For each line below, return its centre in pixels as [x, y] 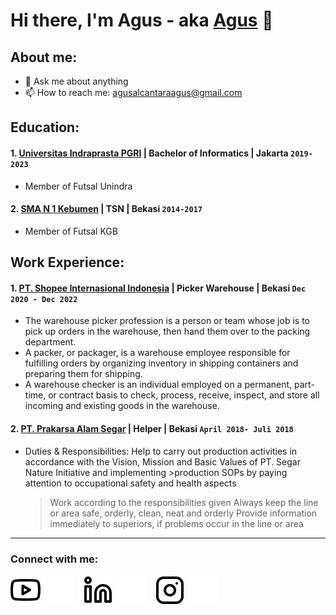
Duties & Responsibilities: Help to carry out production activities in [161, 451]
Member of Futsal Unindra [78, 186]
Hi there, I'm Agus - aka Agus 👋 [142, 20]
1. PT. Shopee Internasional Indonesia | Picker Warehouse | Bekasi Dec [158, 288]
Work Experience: [67, 262]
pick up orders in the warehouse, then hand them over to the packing [167, 331]
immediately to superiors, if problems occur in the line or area [176, 523]
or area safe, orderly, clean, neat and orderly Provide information [183, 513]
